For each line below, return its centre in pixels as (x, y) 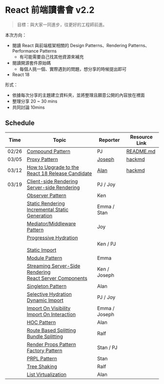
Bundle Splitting (45, 336)
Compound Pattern (49, 151)
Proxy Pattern (42, 159)
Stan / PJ (107, 347)
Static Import (41, 250)
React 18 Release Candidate (59, 173)
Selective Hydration (49, 294)
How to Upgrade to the (53, 167)
